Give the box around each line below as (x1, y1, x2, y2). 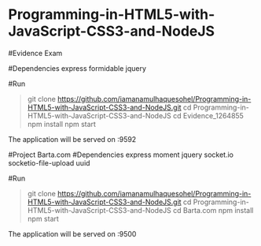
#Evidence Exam (8, 48, 63, 58)
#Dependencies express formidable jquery (8, 63, 147, 73)
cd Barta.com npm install (172, 205, 254, 214)
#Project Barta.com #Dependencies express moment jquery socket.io (8, 150, 234, 159)
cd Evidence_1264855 (172, 110, 244, 120)
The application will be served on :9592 (8, 134, 137, 143)
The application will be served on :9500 (8, 229, 137, 238)
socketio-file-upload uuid (8, 158, 90, 167)
